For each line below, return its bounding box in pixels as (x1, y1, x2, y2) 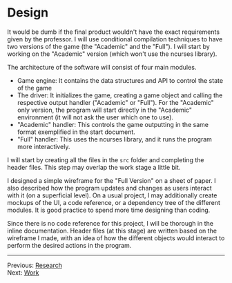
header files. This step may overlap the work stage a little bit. (7, 163, 181, 171)
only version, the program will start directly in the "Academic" (17, 106, 192, 114)
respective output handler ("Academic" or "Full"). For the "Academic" (17, 98, 214, 106)
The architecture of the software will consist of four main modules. (7, 63, 197, 71)
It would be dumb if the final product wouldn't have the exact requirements (7, 28, 220, 36)
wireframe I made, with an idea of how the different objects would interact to (7, 233, 225, 242)
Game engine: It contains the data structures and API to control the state (17, 76, 223, 84)
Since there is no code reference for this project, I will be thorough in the (7, 219, 214, 227)
